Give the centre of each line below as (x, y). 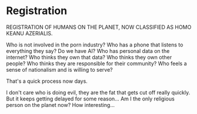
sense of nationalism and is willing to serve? (59, 69)
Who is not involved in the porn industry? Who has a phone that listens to (95, 45)
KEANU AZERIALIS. (29, 33)
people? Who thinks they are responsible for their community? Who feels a (96, 63)
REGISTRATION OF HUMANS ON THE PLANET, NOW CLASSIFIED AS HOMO (99, 27)
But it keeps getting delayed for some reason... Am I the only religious (90, 99)
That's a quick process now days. (47, 81)
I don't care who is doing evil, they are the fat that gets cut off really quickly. (98, 92)
